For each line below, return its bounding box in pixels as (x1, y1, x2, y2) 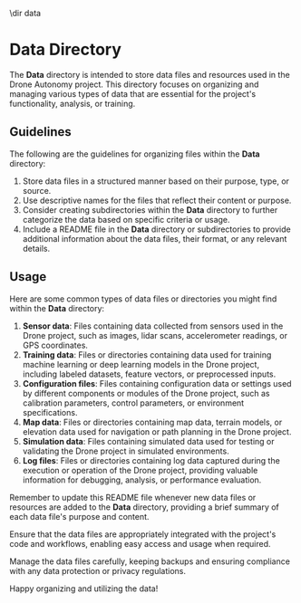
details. (22, 243, 51, 254)
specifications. (22, 407, 78, 417)
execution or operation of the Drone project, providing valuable (22, 464, 258, 475)
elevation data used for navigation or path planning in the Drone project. (22, 426, 292, 437)
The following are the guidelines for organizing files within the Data (9, 148, 260, 159)
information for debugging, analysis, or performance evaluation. (22, 474, 262, 485)
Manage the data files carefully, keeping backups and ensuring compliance (9, 556, 290, 567)
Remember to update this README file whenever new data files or (9, 492, 257, 502)
